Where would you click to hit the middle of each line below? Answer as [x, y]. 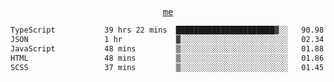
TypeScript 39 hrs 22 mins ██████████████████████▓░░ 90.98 [167, 30]
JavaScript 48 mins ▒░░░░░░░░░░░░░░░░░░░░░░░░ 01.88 [167, 48]
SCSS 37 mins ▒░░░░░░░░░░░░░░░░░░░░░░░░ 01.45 [167, 67]
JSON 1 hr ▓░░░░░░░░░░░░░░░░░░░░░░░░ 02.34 [167, 39]
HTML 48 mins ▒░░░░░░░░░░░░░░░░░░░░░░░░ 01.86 [167, 58]
